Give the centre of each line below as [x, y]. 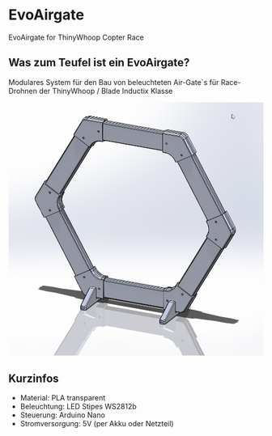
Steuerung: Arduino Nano [62, 415]
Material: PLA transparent [63, 397]
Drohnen [23, 91]
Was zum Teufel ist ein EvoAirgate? [99, 63]
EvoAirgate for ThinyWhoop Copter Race [76, 37]
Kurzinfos [34, 378]
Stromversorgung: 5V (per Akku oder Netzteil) [97, 423]
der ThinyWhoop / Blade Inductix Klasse [106, 91]
